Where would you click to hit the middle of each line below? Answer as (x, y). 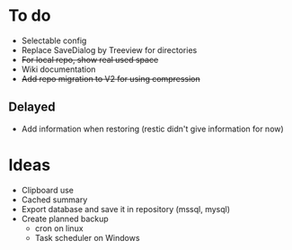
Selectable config (54, 40)
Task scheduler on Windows (87, 237)
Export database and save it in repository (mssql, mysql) (126, 209)
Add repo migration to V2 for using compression (111, 78)
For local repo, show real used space (90, 59)
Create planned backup (65, 219)
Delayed (32, 107)
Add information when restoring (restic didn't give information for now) (152, 129)
